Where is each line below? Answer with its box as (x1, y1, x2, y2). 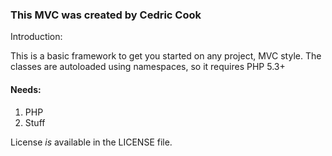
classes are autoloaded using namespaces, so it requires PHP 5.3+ (10, 61, 286, 73)
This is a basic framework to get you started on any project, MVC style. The (10, 50, 322, 62)
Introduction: (10, 31, 63, 43)
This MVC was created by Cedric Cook (10, 8, 202, 22)
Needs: (10, 83, 42, 95)
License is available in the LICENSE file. (10, 136, 173, 148)
